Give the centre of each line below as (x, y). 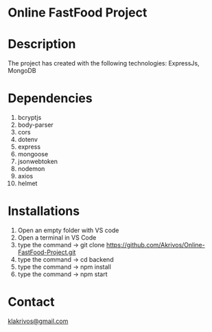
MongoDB (22, 71)
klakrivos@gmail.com (38, 321)
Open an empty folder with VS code (68, 230)
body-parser (35, 125)
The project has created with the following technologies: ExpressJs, (104, 63)
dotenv (28, 140)
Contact (31, 302)
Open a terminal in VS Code (57, 238)
